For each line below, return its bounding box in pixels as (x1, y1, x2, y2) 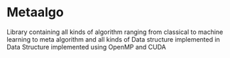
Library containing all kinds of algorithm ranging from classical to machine (6, 28, 224, 36)
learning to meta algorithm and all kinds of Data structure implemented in (6, 35, 221, 43)
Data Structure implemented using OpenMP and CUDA (6, 42, 166, 51)
